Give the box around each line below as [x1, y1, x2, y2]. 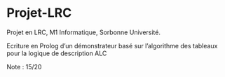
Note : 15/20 [6, 62, 42, 71]
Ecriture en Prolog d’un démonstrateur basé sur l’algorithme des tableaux [6, 41, 218, 50]
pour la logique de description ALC [6, 49, 107, 57]
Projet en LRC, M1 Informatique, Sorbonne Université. [6, 28, 161, 36]
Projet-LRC [6, 5, 72, 21]
